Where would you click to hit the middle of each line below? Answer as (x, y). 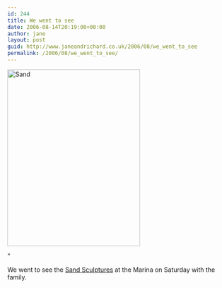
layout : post (27, 40)
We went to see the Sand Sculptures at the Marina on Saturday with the (111, 270)
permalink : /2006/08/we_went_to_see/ (63, 54)
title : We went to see (41, 20)
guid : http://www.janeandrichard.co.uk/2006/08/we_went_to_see (103, 47)
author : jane (27, 34)
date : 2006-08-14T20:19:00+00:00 (57, 27)
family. (17, 277)
